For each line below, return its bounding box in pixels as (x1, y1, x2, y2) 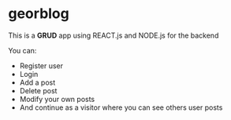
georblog (8, 5, 69, 23)
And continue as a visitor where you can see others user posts (19, 103, 223, 112)
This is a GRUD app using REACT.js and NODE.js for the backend (8, 31, 219, 40)
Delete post (19, 85, 58, 95)
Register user (19, 60, 64, 71)
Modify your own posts (19, 94, 95, 104)
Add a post (19, 78, 56, 87)
